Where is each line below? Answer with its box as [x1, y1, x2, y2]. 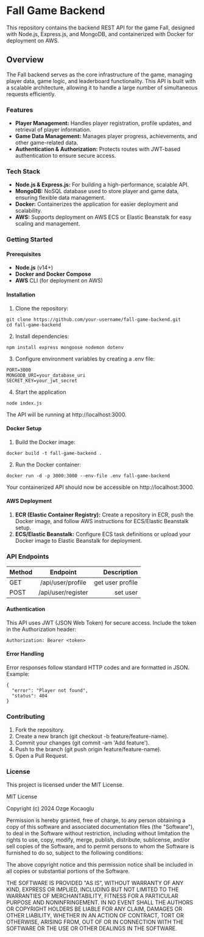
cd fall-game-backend [6, 322, 62, 328]
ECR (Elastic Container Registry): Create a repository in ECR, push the [15, 511, 194, 518]
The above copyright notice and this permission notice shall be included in [6, 861, 193, 869]
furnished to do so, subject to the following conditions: [6, 849, 143, 856]
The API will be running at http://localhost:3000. [6, 411, 127, 418]
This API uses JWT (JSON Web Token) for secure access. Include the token [6, 619, 197, 627]
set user [114, 588, 138, 597]
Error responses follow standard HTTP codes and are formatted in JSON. [6, 664, 190, 671]
